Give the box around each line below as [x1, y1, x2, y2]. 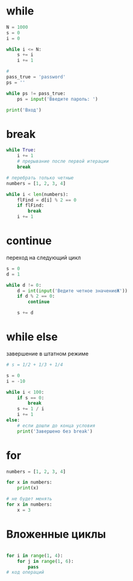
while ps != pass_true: [6, 90, 66, 96]
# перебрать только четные [6, 175, 74, 181]
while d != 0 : [6, 282, 42, 288]
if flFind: [17, 203, 45, 209]
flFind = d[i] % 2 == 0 [17, 197, 77, 203]
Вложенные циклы [6, 527, 107, 541]
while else [6, 330, 58, 344]
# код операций [6, 570, 45, 576]
